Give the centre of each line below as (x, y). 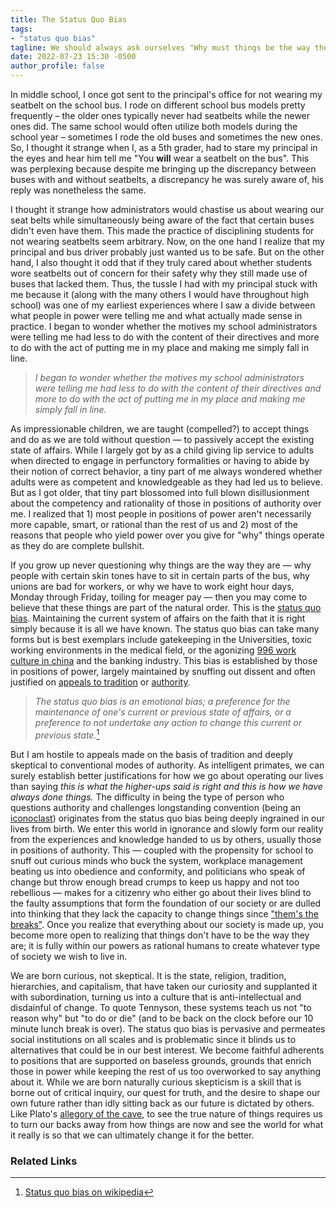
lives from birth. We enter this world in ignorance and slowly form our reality (167, 828)
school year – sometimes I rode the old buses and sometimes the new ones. (166, 137)
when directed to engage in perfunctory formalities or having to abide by (160, 460)
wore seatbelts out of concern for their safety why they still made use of (159, 273)
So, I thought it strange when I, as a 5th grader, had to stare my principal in (164, 147)
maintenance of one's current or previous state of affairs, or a (163, 712)
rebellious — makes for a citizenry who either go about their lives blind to (161, 892)
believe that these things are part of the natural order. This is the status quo (166, 607)
